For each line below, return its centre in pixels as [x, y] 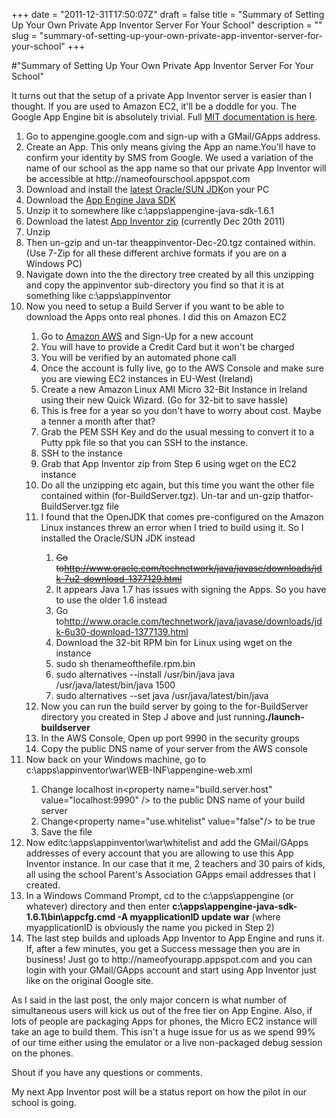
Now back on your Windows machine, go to [116, 759]
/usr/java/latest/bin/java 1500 [115, 685]
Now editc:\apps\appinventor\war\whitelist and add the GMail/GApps [167, 842]
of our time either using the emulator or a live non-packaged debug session [167, 1042]
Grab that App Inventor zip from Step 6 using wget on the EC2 [168, 463]
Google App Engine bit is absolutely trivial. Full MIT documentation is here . [164, 117]
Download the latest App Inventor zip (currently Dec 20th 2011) [155, 221]
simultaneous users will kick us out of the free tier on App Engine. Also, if [162, 1010]
